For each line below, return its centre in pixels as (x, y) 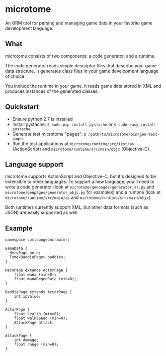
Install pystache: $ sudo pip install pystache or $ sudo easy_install (84, 124)
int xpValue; (28, 297)
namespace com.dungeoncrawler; (38, 240)
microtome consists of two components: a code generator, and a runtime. (80, 56)
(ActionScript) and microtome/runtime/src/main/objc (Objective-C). (81, 149)
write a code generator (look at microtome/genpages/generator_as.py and (80, 187)
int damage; (26, 340)
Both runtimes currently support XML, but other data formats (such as (77, 207)
